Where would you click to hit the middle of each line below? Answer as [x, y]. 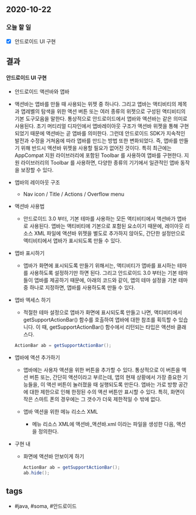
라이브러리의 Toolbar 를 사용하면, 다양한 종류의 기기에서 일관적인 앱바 [100, 163]
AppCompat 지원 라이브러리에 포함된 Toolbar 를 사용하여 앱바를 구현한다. [99, 155]
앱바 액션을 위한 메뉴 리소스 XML [60, 412]
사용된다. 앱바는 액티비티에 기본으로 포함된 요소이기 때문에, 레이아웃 [106, 226]
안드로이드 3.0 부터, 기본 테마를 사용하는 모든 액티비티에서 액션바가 [99, 219]
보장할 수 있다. [37, 170]
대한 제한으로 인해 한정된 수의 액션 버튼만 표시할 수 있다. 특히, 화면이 [107, 392]
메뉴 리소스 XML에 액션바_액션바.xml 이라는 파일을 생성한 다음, [104, 424]
